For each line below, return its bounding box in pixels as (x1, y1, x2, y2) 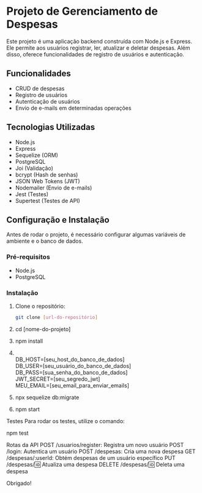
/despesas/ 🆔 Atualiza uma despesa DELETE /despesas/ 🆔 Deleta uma (6, 461, 185, 468)
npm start (15, 405, 40, 413)
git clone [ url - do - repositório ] (15, 314, 98, 320)
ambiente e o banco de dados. (6, 237, 84, 245)
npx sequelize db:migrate (15, 394, 80, 401)
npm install (15, 337, 43, 345)
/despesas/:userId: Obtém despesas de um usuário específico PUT (6, 454, 176, 461)
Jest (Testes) (15, 190, 49, 197)
